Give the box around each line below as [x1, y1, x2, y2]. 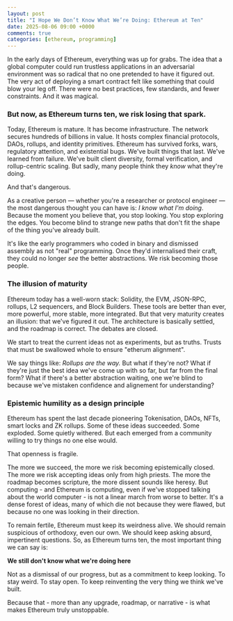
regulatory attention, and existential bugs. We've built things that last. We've [7, 147, 225, 156]
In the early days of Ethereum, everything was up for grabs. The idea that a [7, 55, 223, 63]
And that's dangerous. [7, 183, 71, 191]
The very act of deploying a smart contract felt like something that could [7, 77, 214, 86]
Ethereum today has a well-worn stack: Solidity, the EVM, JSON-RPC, [7, 295, 207, 303]
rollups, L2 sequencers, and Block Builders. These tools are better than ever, [7, 302, 227, 310]
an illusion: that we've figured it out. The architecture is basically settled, [7, 317, 215, 325]
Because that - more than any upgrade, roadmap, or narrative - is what [7, 599, 211, 607]
